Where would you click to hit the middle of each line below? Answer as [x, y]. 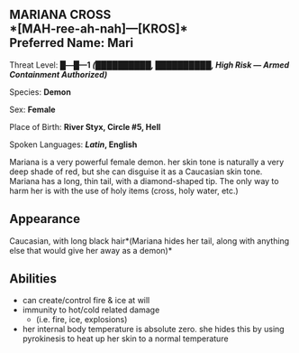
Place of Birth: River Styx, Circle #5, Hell [85, 126]
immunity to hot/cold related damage [91, 310]
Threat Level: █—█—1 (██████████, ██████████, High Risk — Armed [149, 65]
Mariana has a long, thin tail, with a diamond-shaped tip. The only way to [144, 181]
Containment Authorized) [59, 74]
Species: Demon [41, 92]
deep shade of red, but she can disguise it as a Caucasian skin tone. [136, 172]
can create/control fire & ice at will [86, 301]
